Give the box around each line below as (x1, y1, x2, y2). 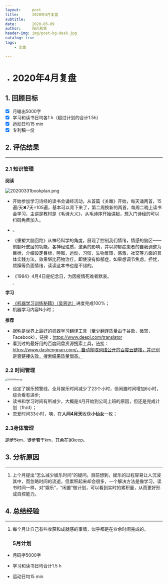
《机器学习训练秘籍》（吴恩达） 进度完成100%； (12, 300, 110, 306)
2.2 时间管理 (5, 366, 35, 373)
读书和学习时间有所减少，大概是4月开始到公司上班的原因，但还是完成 (12, 398, 156, 404)
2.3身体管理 (5, 424, 34, 431)
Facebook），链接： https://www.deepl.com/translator (12, 334, 122, 340)
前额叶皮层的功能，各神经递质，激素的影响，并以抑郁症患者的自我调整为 (12, 243, 161, 249)
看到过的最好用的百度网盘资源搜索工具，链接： (12, 340, 109, 346)
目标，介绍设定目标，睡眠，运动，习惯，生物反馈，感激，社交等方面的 (12, 250, 157, 256)
